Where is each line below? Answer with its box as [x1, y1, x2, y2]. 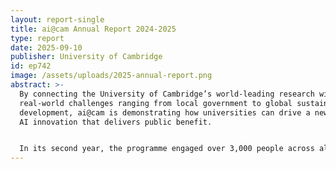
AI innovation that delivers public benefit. [19, 117, 213, 127]
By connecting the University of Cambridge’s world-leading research [19, 89, 315, 99]
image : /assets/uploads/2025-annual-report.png [10, 71, 213, 81]
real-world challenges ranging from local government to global [19, 98, 293, 108]
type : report [10, 33, 65, 43]
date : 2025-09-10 [10, 42, 83, 53]
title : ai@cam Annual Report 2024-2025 [10, 24, 177, 34]
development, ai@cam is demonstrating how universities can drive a [19, 107, 311, 118]
